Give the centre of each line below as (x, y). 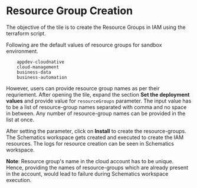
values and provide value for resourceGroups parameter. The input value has (99, 101)
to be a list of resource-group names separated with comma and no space (96, 107)
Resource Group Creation (70, 11)
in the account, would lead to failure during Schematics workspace (87, 174)
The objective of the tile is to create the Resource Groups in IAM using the (96, 27)
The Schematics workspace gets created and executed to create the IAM (95, 137)
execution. (19, 180)
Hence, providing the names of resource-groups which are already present (97, 167)
